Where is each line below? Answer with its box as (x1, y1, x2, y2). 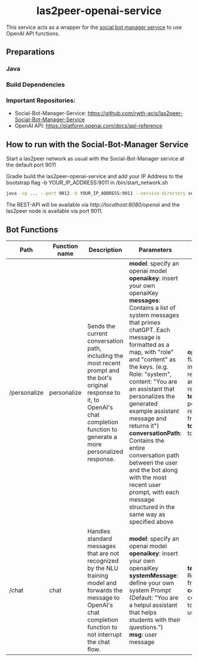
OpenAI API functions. (6, 30, 60, 37)
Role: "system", (128, 370, 172, 378)
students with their (128, 616, 181, 624)
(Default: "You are (128, 593, 179, 601)
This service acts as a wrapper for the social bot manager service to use (6, 24, 182, 31)
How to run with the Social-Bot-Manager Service (6, 139, 189, 149)
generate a (87, 433, 118, 441)
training (87, 571, 109, 580)
